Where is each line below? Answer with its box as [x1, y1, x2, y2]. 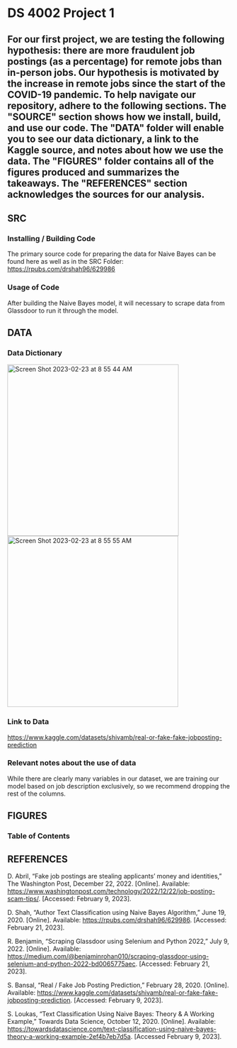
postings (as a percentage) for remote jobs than [7, 55, 222, 67]
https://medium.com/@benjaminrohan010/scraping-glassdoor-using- [7, 952, 209, 960]
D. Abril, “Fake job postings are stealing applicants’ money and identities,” [7, 871, 222, 880]
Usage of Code [7, 282, 60, 292]
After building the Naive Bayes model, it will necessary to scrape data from [7, 299, 225, 307]
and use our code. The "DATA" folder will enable [7, 122, 224, 134]
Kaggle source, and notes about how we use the [7, 144, 224, 156]
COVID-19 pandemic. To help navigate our [7, 89, 196, 101]
